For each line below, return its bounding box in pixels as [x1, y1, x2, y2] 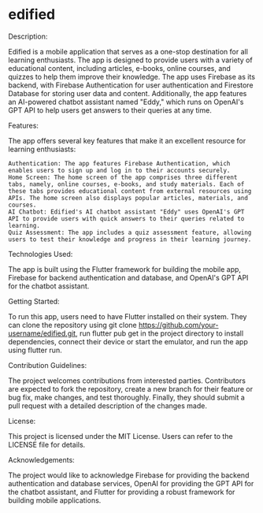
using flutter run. [8, 345, 62, 355]
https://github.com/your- [138, 320, 219, 329]
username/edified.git [8, 329, 76, 338]
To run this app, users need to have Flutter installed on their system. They [8, 311, 247, 321]
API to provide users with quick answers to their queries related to [8, 214, 245, 222]
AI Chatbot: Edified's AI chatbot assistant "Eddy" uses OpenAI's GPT [8, 207, 245, 216]
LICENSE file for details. [8, 440, 86, 449]
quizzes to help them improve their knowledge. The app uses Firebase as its [8, 72, 256, 81]
